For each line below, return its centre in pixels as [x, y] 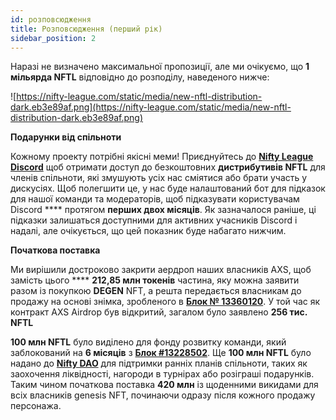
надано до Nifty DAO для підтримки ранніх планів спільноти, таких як [159, 363]
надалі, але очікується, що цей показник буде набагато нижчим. [148, 231]
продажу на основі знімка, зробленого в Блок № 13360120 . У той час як [165, 302]
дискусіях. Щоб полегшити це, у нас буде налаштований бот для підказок [168, 188]
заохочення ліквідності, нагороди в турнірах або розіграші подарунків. [162, 374]
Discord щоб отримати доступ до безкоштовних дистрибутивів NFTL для [168, 167]
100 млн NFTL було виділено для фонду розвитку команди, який [148, 342]
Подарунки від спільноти [66, 137]
